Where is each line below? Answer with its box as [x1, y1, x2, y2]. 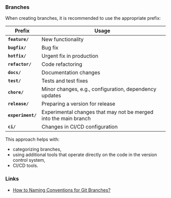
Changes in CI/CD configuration [41, 123, 118, 131]
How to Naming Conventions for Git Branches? [12, 187, 111, 193]
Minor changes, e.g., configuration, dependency [41, 86, 157, 93]
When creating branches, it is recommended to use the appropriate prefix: [5, 15, 161, 21]
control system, [12, 157, 46, 163]
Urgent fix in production [41, 53, 98, 60]
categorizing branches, [12, 146, 62, 153]
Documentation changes [41, 69, 100, 76]
